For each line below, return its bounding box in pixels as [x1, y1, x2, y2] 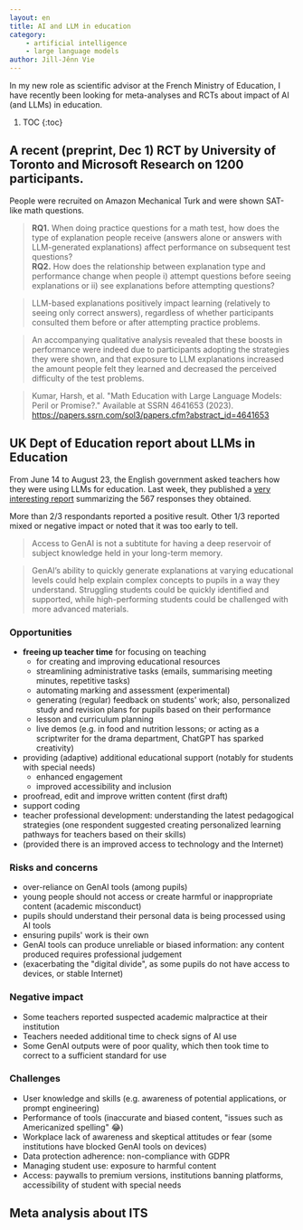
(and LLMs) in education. [9, 99, 102, 109]
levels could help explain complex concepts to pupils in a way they [31, 574, 280, 585]
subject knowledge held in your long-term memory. [31, 547, 223, 558]
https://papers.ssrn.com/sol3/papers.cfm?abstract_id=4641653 [31, 409, 270, 421]
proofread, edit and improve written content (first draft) [22, 790, 229, 801]
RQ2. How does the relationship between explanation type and [31, 260, 266, 271]
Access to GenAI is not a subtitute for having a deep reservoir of [31, 537, 271, 548]
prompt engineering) [22, 1102, 99, 1113]
